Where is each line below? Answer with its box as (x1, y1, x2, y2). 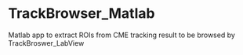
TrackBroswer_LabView (8, 38, 85, 47)
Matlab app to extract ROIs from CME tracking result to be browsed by (8, 30, 235, 40)
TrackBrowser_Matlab (8, 5, 155, 22)
